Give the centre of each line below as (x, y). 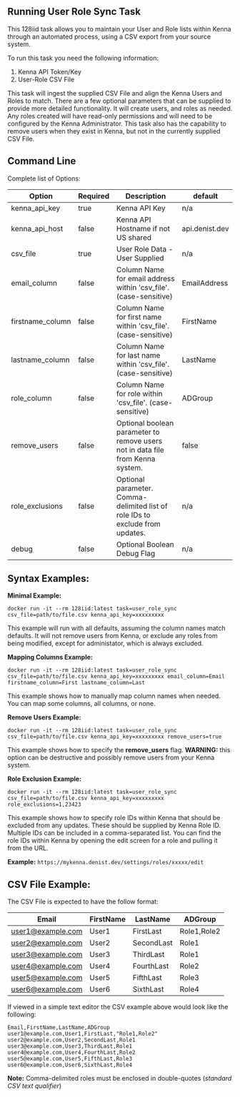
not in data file (140, 450)
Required (94, 196)
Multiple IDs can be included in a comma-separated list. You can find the (114, 833)
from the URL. (28, 848)
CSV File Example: (49, 884)
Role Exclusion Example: (45, 779)
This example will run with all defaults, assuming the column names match (117, 628)
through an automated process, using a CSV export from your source (109, 36)
